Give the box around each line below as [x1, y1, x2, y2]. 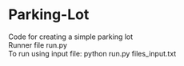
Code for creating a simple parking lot [8, 32, 134, 41]
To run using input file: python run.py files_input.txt [8, 49, 177, 58]
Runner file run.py [8, 40, 68, 49]
